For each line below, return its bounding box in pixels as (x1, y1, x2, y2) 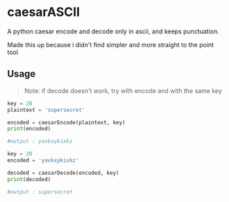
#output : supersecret (7, 188, 73, 195)
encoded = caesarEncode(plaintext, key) (7, 119, 126, 126)
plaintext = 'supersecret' (7, 106, 85, 113)
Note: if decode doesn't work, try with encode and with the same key (24, 86, 222, 94)
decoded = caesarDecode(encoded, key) (7, 169, 119, 176)
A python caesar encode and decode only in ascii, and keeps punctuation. (7, 27, 220, 35)
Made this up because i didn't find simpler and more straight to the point (7, 40, 214, 49)
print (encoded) (7, 126, 51, 133)
